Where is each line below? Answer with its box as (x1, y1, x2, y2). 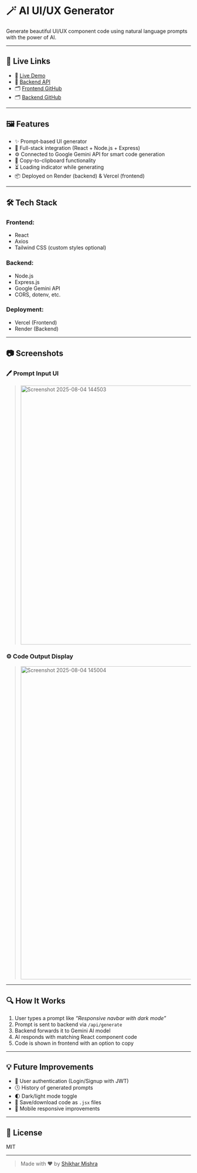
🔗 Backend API (14, 78, 51, 85)
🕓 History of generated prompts (14, 1084, 93, 1091)
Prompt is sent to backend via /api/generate (14, 1021, 123, 1028)
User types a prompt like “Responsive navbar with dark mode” (14, 1014, 167, 1021)
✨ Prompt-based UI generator (14, 138, 87, 145)
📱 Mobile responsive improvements (14, 1105, 100, 1112)
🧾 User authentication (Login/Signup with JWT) (14, 1078, 129, 1085)
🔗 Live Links (6, 56, 51, 66)
